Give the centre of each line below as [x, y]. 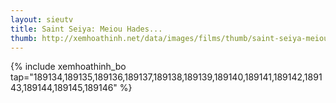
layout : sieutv [42, 19]
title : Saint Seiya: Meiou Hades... [86, 29]
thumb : [24, 38]
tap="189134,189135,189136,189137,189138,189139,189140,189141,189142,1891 [166, 77]
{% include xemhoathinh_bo [68, 67]
